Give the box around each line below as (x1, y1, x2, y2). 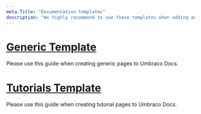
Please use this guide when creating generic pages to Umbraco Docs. (6, 60, 179, 67)
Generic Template (6, 40, 97, 54)
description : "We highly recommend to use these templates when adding (6, 14, 188, 20)
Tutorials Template (6, 81, 102, 95)
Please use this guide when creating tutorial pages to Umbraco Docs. (6, 101, 178, 108)
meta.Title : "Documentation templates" (6, 8, 106, 15)
